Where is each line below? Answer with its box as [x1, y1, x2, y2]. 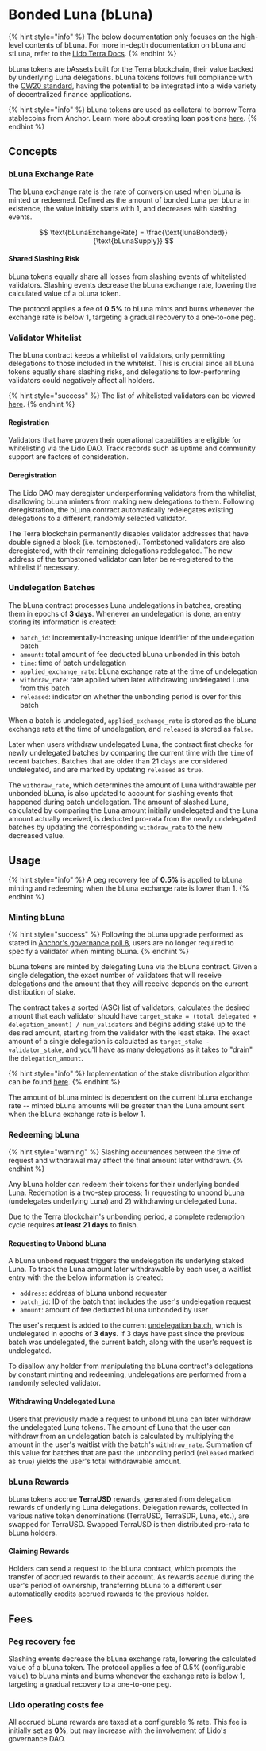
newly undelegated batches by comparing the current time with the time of [8, 748, 253, 757]
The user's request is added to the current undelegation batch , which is [8, 1320, 243, 1330]
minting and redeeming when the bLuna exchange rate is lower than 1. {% [8, 883, 249, 893]
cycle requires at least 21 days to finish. [8, 1220, 139, 1230]
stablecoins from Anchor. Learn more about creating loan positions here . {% [8, 113, 258, 122]
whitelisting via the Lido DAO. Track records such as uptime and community [8, 443, 256, 454]
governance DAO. [8, 1734, 66, 1744]
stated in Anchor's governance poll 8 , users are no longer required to [8, 937, 234, 947]
